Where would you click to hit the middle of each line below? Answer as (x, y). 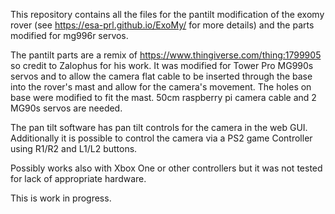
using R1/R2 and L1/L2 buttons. (74, 148)
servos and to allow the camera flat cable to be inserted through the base (161, 76)
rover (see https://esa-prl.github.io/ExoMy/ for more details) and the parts (162, 25)
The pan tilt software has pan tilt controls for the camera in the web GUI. (159, 127)
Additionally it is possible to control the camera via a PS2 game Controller (161, 138)
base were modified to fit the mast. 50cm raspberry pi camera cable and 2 (163, 97)
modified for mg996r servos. (69, 35)
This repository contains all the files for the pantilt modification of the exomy (167, 14)
